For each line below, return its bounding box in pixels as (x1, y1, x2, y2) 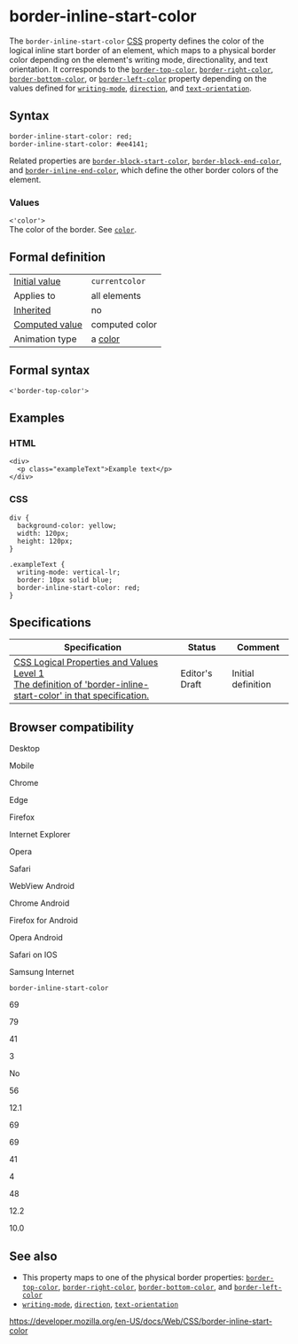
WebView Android (9, 881, 75, 892)
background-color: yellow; (17, 521, 117, 530)
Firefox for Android (9, 916, 78, 926)
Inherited (13, 303, 51, 316)
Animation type (13, 333, 77, 345)
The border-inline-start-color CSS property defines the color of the (9, 35, 264, 46)
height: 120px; (17, 537, 74, 546)
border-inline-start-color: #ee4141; (9, 139, 149, 148)
